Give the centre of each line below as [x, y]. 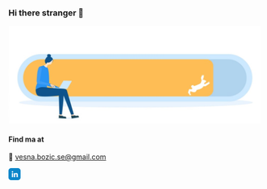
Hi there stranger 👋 [46, 13]
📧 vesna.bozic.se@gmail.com [57, 157]
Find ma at [26, 139]
